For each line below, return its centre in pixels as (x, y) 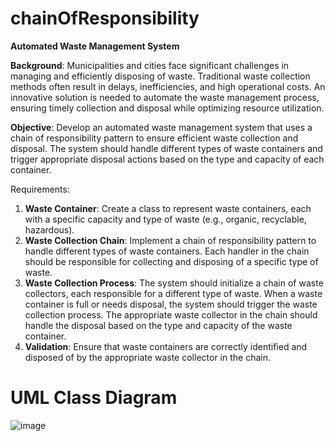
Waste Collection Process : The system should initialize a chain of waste (174, 283)
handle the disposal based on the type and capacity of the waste (158, 325)
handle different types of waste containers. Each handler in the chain (167, 251)
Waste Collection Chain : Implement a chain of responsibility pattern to (170, 240)
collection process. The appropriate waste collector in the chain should (171, 314)
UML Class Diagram (94, 398)
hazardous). (49, 229)
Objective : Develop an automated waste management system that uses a (161, 127)
